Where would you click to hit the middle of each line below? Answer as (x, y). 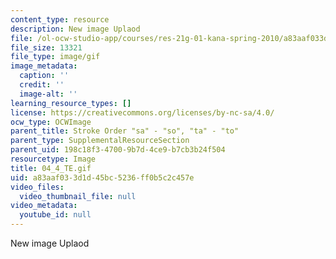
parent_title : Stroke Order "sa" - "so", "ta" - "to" (125, 131)
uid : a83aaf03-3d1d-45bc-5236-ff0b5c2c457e (102, 177)
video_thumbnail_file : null (78, 196)
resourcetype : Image (53, 159)
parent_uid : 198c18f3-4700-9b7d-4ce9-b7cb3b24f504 (118, 150)
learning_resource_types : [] (71, 103)
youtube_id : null (55, 215)
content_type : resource (60, 19)
